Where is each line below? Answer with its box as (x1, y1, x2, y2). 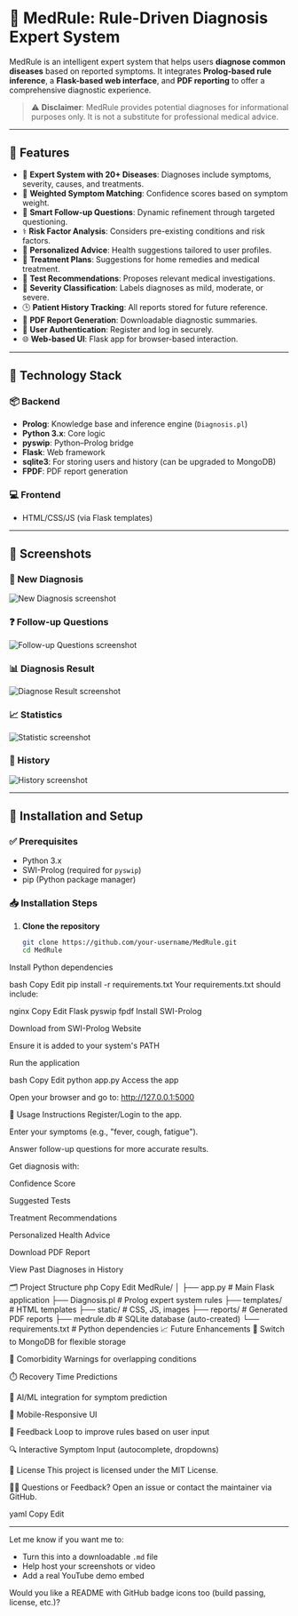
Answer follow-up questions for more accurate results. (9, 1144, 209, 1155)
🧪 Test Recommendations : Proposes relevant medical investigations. (21, 273, 276, 284)
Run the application (9, 1058, 80, 1068)
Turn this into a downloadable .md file (21, 1551, 158, 1563)
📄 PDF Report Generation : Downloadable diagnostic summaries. (21, 315, 258, 325)
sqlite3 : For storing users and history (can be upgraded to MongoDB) (21, 457, 277, 468)
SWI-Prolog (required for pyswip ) (21, 865, 142, 876)
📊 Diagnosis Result (9, 662, 95, 675)
